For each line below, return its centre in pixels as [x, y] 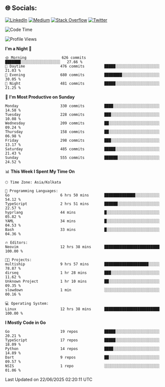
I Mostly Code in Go [25, 322]
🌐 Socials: [21, 8]
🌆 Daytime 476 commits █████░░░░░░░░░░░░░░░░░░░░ [82, 66]
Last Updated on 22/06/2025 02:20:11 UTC [49, 379]
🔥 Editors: [16, 242]
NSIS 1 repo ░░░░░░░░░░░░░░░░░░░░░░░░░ [82, 366]
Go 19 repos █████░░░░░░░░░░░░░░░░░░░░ [82, 331]
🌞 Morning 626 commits [46, 58]
